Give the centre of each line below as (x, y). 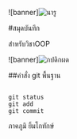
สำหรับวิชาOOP (29, 44)
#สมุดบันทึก (24, 28)
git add (21, 104)
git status (26, 97)
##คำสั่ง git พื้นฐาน (35, 75)
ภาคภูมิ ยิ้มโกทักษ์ (31, 126)
